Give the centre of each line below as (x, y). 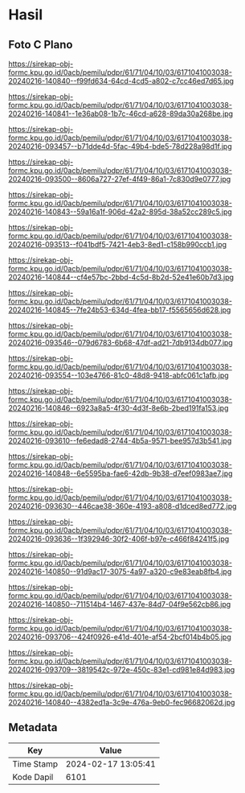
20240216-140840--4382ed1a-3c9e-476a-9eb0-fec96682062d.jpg (122, 702)
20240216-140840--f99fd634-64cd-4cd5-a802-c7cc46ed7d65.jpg (121, 81)
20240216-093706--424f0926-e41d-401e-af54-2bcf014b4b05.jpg (120, 637)
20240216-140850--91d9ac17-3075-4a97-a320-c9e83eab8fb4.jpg (120, 572)
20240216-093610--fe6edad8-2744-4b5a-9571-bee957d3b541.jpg (120, 441)
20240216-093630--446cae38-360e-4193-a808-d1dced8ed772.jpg (122, 506)
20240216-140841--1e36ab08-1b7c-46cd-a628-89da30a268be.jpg (121, 114)
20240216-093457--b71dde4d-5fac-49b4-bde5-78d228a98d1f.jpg (120, 146)
